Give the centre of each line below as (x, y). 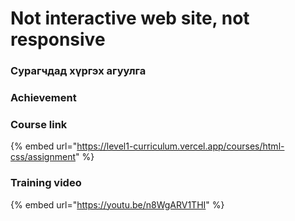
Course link (39, 124)
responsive (58, 39)
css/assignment (43, 157)
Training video (46, 183)
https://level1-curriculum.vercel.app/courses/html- (180, 146)
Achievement (43, 98)
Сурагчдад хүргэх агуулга (78, 71)
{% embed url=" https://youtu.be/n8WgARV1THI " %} (117, 204)
